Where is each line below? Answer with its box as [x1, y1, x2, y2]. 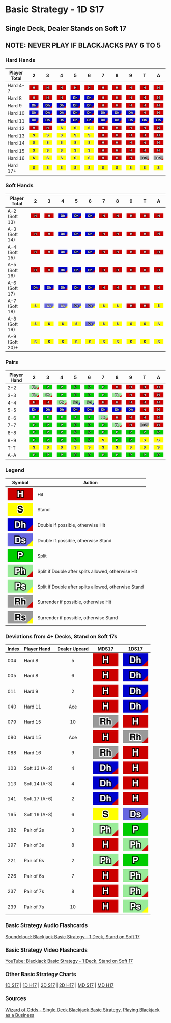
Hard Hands [5, 56, 36, 63]
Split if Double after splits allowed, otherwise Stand [37, 583, 144, 590]
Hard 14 [7, 140, 25, 147]
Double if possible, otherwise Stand [37, 538, 112, 544]
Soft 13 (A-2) [23, 765, 53, 771]
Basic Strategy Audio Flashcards [5, 922, 88, 929]
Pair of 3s [23, 842, 44, 848]
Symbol [12, 480, 29, 486]
